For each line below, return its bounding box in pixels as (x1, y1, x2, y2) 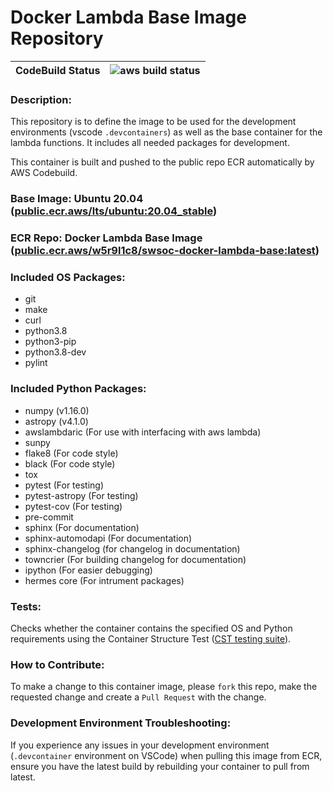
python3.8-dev (24, 346, 87, 358)
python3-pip (24, 336, 77, 348)
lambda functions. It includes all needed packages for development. (10, 137, 290, 149)
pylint (24, 357, 48, 369)
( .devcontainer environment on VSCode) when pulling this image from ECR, (10, 749, 323, 761)
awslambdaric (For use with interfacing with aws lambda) (24, 426, 262, 438)
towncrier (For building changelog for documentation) (24, 553, 247, 565)
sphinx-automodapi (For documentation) (24, 532, 193, 544)
